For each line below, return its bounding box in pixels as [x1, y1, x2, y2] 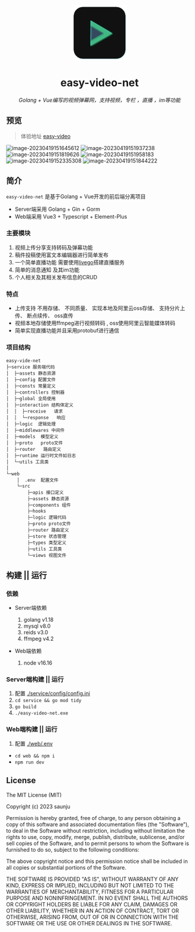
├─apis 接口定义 [27, 490, 64, 495]
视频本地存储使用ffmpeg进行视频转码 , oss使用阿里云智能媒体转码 [14, 320, 176, 327]
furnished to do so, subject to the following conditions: [6, 846, 139, 853]
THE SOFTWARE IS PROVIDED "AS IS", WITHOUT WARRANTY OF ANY [6, 875, 179, 883]
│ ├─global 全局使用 [6, 396, 56, 402]
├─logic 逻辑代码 [27, 515, 67, 520]
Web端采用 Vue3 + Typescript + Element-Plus [14, 213, 127, 220]
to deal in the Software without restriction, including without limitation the [6, 827, 185, 834]
